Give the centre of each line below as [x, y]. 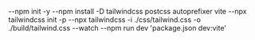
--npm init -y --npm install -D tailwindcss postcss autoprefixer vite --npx [127, 11]
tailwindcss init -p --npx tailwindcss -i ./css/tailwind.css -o [105, 20]
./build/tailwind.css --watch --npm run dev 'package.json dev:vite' [118, 28]
